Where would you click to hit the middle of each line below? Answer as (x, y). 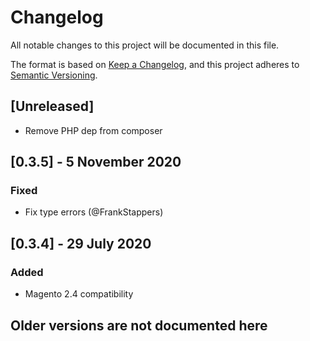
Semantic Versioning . (54, 75)
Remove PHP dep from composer (93, 130)
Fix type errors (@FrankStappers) (94, 212)
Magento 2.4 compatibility (79, 294)
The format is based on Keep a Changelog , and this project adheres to (155, 64)
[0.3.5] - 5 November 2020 (96, 162)
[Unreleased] (52, 106)
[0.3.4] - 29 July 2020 (81, 243)
